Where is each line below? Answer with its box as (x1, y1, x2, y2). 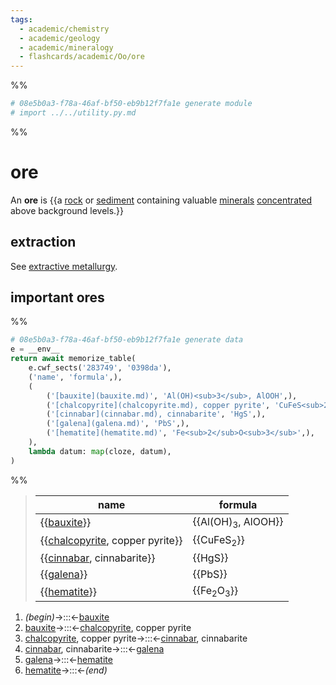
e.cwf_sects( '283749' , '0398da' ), (28, 363, 172, 373)
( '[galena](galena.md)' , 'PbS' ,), (46, 419, 190, 429)
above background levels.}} (10, 204, 125, 216)
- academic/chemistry (19, 24, 110, 34)
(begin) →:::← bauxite (24, 611, 110, 623)
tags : (10, 14, 33, 25)
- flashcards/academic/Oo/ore (19, 52, 145, 62)
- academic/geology (19, 33, 101, 43)
